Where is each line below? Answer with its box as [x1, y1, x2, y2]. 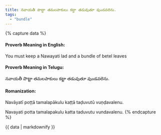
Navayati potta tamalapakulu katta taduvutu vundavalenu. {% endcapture [5, 108, 156, 115]
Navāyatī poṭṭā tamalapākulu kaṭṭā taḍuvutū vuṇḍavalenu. [5, 99, 124, 105]
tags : [5, 12, 16, 17]
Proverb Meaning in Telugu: [5, 64, 64, 70]
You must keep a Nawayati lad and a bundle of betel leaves [5, 53, 127, 59]
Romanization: [5, 88, 36, 94]
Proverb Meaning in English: [5, 41, 65, 47]
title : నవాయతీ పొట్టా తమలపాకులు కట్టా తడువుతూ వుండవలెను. [5, 7, 116, 12]
